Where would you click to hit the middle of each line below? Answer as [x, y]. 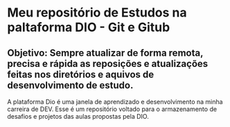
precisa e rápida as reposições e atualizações [108, 63]
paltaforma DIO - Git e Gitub [89, 27]
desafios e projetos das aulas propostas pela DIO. [78, 116]
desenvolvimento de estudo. [70, 85]
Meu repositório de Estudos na [97, 13]
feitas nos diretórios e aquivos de [81, 74]
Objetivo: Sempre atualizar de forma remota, [105, 53]
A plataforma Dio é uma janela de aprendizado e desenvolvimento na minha [115, 102]
